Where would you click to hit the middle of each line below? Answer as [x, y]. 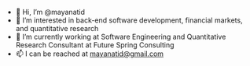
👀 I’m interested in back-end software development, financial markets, [129, 20]
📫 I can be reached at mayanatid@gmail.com [89, 54]
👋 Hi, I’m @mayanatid [50, 12]
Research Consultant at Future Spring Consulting [95, 45]
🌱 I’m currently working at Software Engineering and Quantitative [121, 36]
